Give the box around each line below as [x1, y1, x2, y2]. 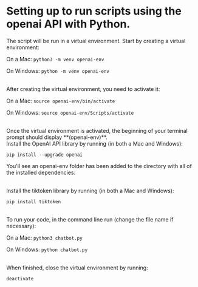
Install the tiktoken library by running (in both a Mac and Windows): [6, 187, 174, 194]
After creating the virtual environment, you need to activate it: [6, 85, 160, 92]
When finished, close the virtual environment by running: [6, 264, 148, 271]
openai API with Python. [6, 17, 131, 31]
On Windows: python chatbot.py [6, 246, 88, 253]
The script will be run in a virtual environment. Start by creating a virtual [6, 37, 186, 44]
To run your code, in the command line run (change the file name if [6, 215, 174, 223]
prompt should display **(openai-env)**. [6, 133, 108, 141]
